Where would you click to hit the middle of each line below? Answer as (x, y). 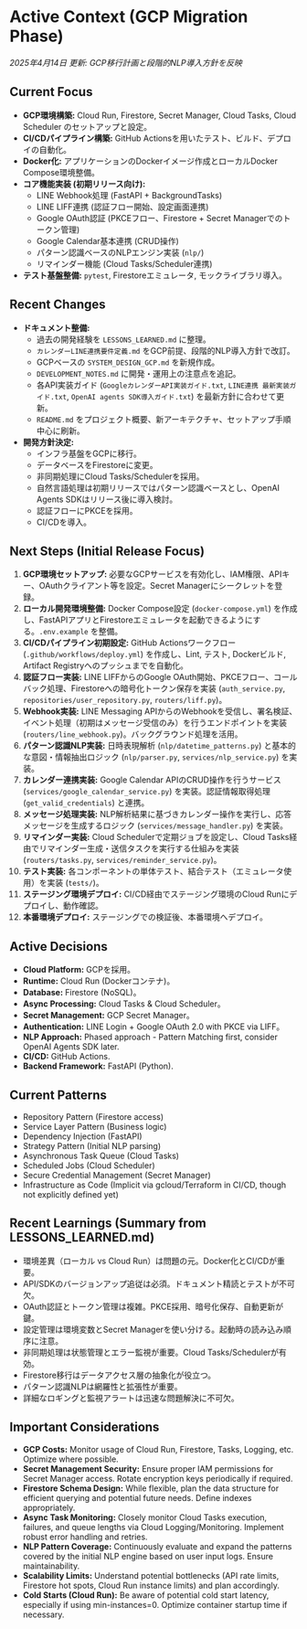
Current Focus (51, 92)
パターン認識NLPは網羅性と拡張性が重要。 (102, 1386)
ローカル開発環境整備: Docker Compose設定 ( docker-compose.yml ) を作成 (160, 609)
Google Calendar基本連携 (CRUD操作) (108, 240)
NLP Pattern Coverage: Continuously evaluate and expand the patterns (157, 1546)
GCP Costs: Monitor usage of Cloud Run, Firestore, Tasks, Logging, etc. (158, 1449)
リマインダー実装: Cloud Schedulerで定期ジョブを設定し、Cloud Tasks (156, 837)
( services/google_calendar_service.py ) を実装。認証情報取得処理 (147, 792)
